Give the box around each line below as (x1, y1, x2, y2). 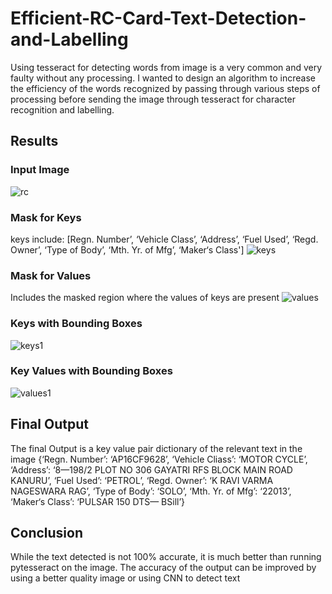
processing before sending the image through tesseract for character (10, 93, 296, 105)
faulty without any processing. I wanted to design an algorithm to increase (10, 72, 316, 84)
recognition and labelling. (10, 103, 115, 116)
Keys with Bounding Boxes (10, 317, 143, 331)
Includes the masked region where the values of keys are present (10, 292, 280, 304)
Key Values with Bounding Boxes (10, 364, 173, 378)
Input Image (10, 163, 70, 177)
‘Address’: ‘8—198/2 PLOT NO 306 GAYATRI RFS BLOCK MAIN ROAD (10, 463, 293, 476)
